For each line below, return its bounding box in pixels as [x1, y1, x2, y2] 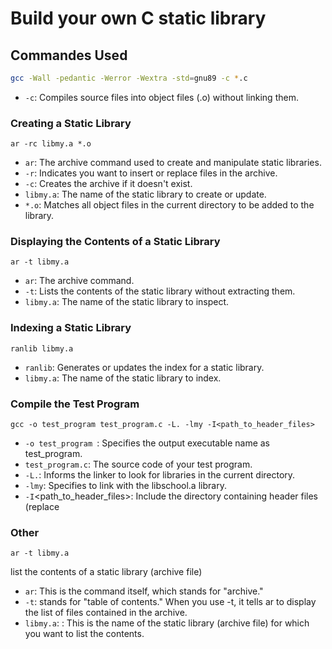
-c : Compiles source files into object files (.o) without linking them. [24, 91, 299, 103]
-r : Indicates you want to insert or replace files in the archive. [24, 167, 278, 179]
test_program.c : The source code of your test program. [24, 458, 253, 471]
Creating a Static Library [10, 116, 132, 130]
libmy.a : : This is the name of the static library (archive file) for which [24, 617, 310, 629]
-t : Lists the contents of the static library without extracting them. [24, 285, 296, 297]
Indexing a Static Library [10, 321, 132, 335]
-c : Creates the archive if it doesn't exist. [24, 178, 193, 190]
